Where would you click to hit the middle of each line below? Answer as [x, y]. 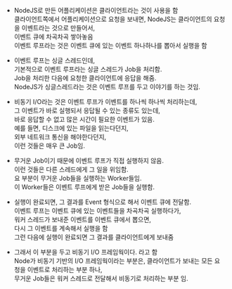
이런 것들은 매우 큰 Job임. [50, 146]
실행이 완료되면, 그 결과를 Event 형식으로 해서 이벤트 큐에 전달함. [103, 202]
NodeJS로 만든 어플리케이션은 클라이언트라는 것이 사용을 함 [96, 10]
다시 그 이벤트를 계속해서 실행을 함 [61, 228]
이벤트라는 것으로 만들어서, [58, 28]
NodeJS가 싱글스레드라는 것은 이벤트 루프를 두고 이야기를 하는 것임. [107, 87]
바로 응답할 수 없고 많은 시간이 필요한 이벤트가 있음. [84, 119]
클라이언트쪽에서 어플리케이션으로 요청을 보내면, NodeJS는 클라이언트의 [113, 19]
